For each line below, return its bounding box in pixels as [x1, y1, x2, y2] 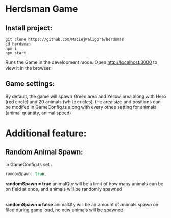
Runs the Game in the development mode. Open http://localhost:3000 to [5, 59, 157, 66]
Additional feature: [5, 127, 87, 139]
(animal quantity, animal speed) [5, 110, 71, 116]
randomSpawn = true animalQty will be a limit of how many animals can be [5, 180, 164, 187]
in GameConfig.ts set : [5, 161, 53, 167]
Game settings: [5, 80, 55, 89]
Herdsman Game [5, 3, 78, 15]
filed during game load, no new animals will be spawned [5, 207, 124, 213]
